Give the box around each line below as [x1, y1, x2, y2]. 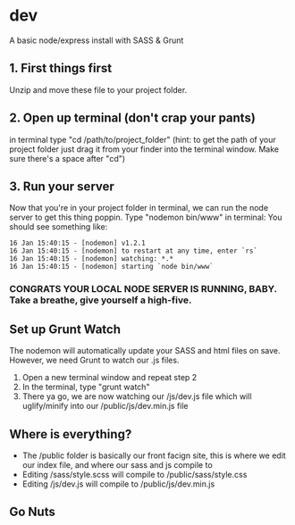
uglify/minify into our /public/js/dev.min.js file [21, 401, 190, 412]
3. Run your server [9, 179, 114, 194]
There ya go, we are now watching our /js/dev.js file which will [21, 391, 252, 402]
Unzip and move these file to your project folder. [9, 84, 188, 95]
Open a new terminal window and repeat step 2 [21, 372, 198, 383]
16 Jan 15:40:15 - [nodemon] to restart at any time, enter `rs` [9, 246, 257, 255]
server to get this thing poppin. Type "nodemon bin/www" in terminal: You [9, 212, 282, 223]
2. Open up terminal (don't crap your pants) [9, 111, 257, 126]
